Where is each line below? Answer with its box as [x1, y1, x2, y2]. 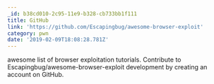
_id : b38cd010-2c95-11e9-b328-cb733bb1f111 [7, 10, 138, 17]
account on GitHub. [7, 71, 64, 79]
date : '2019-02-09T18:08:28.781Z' [7, 36, 109, 43]
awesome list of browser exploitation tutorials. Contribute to [7, 55, 182, 64]
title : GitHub [7, 17, 49, 24]
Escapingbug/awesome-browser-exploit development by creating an [7, 63, 208, 71]
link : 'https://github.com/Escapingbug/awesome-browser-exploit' [7, 23, 203, 30]
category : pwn [7, 29, 49, 37]
